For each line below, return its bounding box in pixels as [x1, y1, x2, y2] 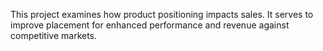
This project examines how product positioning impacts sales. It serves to [10, 9, 314, 20]
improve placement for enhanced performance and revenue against [10, 19, 290, 31]
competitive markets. [10, 30, 98, 41]
